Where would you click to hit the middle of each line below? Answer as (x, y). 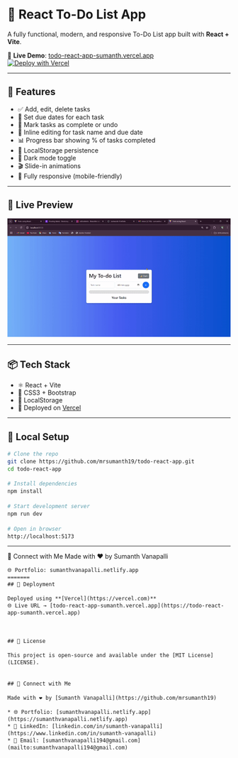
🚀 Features (32, 92)
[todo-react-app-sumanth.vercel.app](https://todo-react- (137, 606)
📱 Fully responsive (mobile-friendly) (70, 176)
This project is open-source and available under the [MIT (96, 656)
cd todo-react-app (34, 469)
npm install (25, 491)
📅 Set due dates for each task (61, 117)
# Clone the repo (33, 454)
